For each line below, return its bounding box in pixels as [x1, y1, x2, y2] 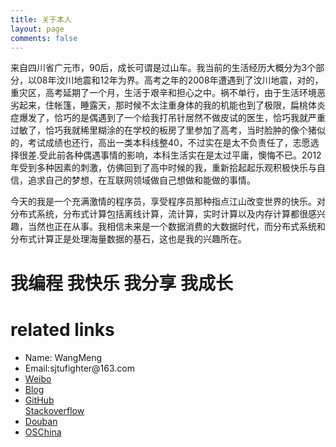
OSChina [24, 426, 62, 438]
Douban [24, 415, 58, 427]
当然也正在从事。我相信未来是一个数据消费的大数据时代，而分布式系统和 [27, 221, 326, 233]
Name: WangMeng [24, 351, 103, 363]
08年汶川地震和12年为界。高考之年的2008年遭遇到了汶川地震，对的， [36, 74, 324, 86]
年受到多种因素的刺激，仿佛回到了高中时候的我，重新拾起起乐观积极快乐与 [10, 162, 317, 174]
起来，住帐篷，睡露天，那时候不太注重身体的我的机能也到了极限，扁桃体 [18, 99, 317, 111]
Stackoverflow [24, 404, 85, 416]
